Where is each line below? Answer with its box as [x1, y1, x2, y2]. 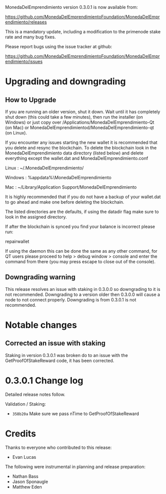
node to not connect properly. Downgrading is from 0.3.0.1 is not [5, 296, 136, 302]
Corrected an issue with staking [5, 339, 106, 348]
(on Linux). [5, 130, 27, 136]
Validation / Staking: [5, 401, 46, 407]
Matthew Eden [12, 484, 42, 490]
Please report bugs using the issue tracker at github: [5, 44, 112, 49]
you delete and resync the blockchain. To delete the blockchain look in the [5, 145, 157, 150]
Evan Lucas [12, 454, 36, 460]
